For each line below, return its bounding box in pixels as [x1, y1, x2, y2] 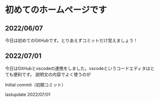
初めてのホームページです [5, 4, 107, 16]
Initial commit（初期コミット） [5, 82, 66, 87]
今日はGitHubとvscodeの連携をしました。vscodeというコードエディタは [5, 65, 151, 71]
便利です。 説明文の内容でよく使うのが [13, 71, 91, 77]
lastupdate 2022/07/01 [5, 91, 51, 97]
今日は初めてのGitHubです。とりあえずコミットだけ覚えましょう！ [5, 37, 138, 43]
